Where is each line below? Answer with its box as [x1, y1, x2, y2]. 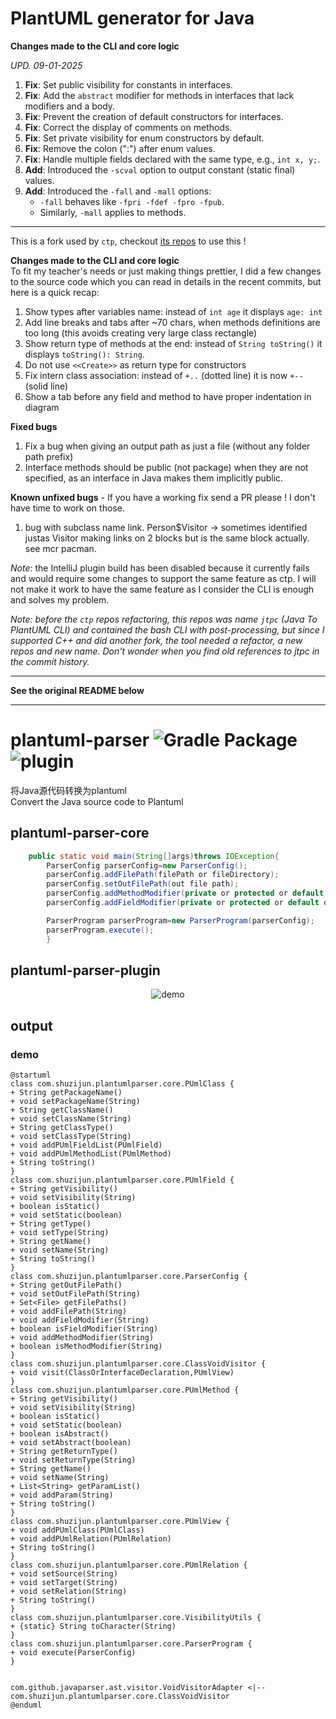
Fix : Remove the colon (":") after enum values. [24, 142, 216, 154]
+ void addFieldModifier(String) [10, 1315, 150, 1326]
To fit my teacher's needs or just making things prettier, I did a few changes [10, 265, 322, 277]
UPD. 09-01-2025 [10, 59, 83, 71]
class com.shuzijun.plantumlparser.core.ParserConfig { [10, 1272, 248, 1282]
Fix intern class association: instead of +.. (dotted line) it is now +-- [24, 369, 304, 381]
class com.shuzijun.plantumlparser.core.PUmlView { [10, 1517, 230, 1527]
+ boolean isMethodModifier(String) [10, 1342, 163, 1352]
